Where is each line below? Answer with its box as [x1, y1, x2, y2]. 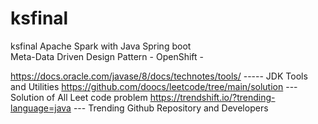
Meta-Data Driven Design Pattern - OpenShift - [10, 50, 204, 62]
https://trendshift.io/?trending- [149, 91, 276, 103]
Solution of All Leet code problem [10, 91, 148, 103]
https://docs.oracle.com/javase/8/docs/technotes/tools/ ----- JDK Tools [10, 70, 308, 82]
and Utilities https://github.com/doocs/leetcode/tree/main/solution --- [10, 80, 298, 92]
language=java [10, 102, 72, 114]
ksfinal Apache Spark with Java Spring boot [10, 40, 192, 52]
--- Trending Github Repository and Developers [73, 102, 269, 114]
